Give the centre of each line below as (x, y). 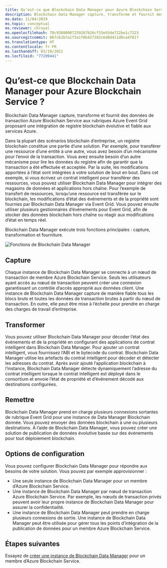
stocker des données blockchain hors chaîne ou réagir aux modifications (80, 215)
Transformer (25, 325)
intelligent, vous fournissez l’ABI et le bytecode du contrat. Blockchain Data (82, 352)
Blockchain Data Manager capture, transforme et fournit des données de (80, 115)
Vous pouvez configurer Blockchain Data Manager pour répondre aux (76, 466)
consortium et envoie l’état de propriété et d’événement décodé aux (75, 379)
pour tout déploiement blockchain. (40, 438)
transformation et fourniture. (34, 235)
